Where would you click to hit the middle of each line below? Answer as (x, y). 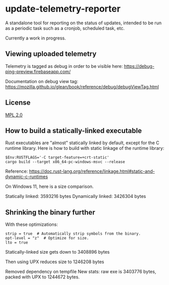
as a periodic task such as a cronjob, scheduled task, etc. (65, 28)
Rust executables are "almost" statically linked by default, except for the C (82, 143)
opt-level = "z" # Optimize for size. (47, 238)
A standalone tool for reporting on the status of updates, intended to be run (83, 23)
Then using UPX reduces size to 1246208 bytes (55, 262)
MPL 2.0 (14, 115)
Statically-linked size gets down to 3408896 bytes (58, 252)
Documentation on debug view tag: (42, 81)
